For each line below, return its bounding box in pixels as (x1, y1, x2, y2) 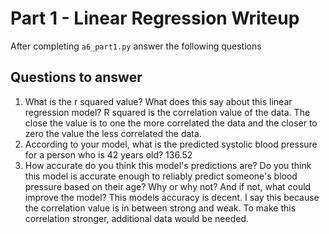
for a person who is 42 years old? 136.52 (24, 148, 193, 161)
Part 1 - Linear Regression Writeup (10, 7, 300, 30)
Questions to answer (10, 69, 143, 86)
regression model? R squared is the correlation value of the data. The (24, 106, 311, 118)
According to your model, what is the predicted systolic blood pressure (24, 138, 318, 150)
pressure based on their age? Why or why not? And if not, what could (24, 180, 312, 192)
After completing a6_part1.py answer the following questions (10, 40, 262, 52)
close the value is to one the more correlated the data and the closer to (24, 117, 318, 129)
